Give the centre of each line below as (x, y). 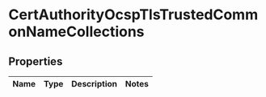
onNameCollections (76, 32)
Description (94, 84)
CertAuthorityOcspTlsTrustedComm (133, 15)
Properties (36, 61)
